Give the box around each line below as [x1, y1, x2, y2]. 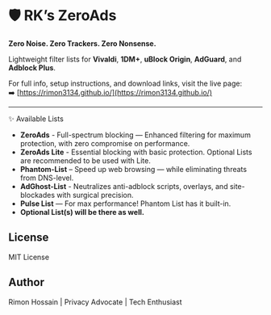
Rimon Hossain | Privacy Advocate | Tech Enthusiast [8, 296, 183, 307]
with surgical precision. [56, 190, 135, 199]
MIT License [8, 252, 50, 262]
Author [8, 275, 44, 289]
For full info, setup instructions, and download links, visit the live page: [8, 78, 243, 88]
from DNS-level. [19, 173, 74, 183]
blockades [19, 190, 55, 199]
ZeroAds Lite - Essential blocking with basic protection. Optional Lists [19, 147, 252, 157]
